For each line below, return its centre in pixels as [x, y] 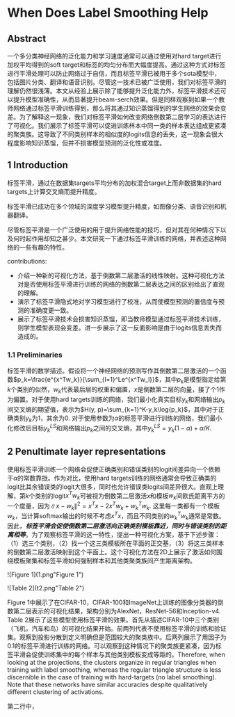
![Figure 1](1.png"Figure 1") [46, 574]
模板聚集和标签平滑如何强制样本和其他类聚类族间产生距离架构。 [104, 561]
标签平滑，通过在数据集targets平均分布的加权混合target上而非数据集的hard [114, 183]
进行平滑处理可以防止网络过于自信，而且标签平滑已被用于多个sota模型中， [114, 73]
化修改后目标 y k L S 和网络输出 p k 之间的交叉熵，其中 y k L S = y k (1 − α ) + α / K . [110, 428]
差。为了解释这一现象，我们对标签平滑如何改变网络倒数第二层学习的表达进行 [117, 117]
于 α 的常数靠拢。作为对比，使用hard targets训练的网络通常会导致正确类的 [112, 478]
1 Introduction [38, 165]
